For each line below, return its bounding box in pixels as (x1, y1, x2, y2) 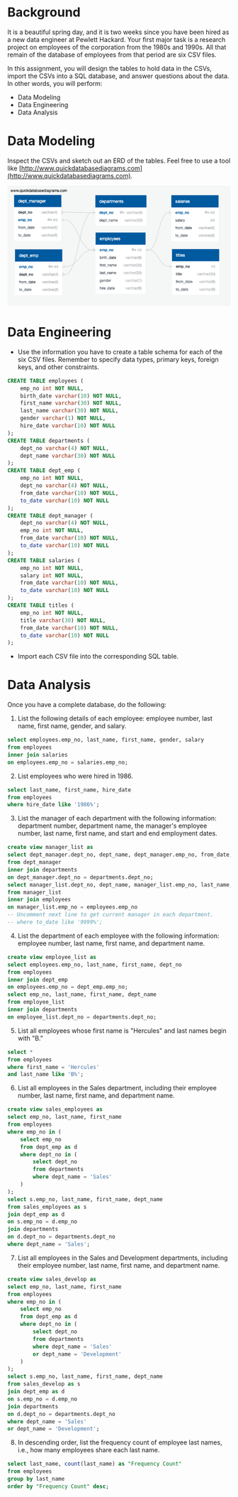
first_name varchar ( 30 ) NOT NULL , (20, 400, 122, 407)
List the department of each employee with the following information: (17, 931, 220, 940)
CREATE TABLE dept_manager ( (7, 512, 93, 519)
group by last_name (7, 1476, 65, 1483)
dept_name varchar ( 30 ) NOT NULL (20, 452, 115, 459)
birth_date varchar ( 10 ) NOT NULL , (20, 392, 122, 400)
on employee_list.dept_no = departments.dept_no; (7, 1013, 157, 1021)
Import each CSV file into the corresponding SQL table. (17, 652, 179, 661)
